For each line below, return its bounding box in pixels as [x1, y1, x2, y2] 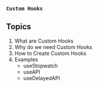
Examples [14, 55, 38, 63]
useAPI [23, 68, 41, 75]
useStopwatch [23, 62, 58, 69]
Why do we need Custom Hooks [14, 43, 92, 50]
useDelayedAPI [23, 74, 60, 81]
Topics [6, 22, 32, 32]
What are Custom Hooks [14, 37, 74, 44]
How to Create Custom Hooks [14, 50, 86, 57]
